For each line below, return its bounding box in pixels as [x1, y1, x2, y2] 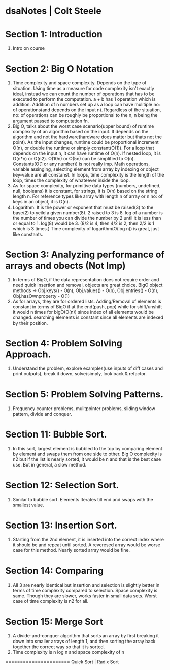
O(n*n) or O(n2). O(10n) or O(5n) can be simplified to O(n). [12, 156, 135, 162]
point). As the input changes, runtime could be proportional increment [12, 139, 159, 145]
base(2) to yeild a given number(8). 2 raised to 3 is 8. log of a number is [12, 210, 163, 216]
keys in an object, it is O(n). [12, 199, 70, 205]
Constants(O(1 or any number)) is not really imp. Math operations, [12, 161, 150, 167]
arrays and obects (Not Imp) [5, 260, 126, 272]
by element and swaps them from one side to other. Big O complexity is [12, 451, 162, 457]
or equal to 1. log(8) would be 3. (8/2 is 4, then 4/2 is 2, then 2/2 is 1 [12, 220, 155, 226]
